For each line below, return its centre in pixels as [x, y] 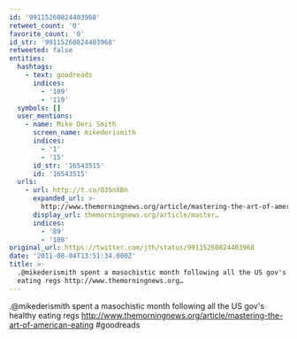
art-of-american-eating [52, 325]
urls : [27, 182]
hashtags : [35, 67]
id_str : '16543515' [68, 166]
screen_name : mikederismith [84, 133]
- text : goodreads [59, 75]
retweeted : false [41, 50]
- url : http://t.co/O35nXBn [76, 190]
